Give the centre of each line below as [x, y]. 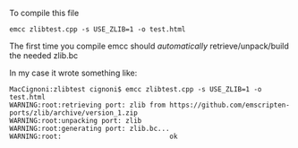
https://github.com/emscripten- [230, 105]
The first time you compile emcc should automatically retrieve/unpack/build [149, 46]
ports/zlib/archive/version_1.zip [74, 113]
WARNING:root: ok [94, 136]
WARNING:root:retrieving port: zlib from [88, 105]
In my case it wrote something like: [73, 73]
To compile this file [44, 13]
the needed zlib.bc [44, 56]
